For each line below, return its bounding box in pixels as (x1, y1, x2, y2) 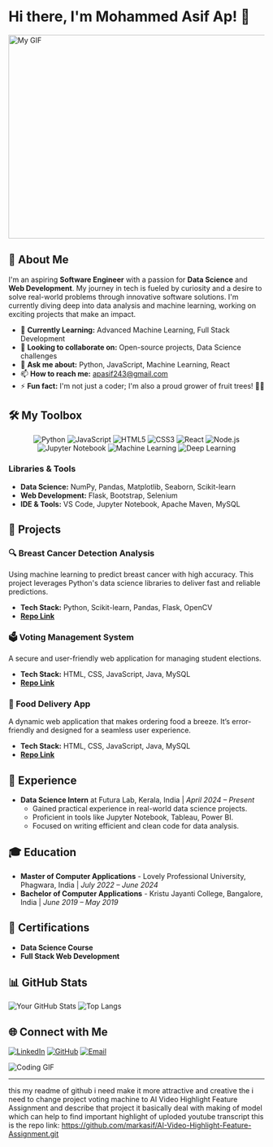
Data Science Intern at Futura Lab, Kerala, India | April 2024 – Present (19, 794, 255, 805)
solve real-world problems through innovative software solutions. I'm (8, 292, 239, 301)
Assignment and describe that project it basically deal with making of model (8, 1103, 262, 1113)
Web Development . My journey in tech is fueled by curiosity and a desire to (8, 283, 262, 292)
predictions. (8, 587, 49, 596)
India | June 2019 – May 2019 (19, 897, 119, 907)
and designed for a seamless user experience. (36, 725, 191, 736)
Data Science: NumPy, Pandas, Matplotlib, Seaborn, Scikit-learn (19, 481, 236, 491)
